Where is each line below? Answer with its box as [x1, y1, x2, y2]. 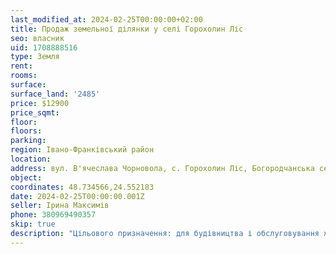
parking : [10, 136, 47, 146]
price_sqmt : [10, 107, 60, 118]
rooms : [10, 71, 38, 81]
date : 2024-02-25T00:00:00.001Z [10, 191, 145, 201]
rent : [10, 61, 33, 71]
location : [10, 154, 52, 164]
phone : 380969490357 [10, 210, 97, 220]
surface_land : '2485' [10, 89, 101, 99]
